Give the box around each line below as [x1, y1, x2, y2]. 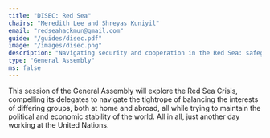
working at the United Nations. [8, 120, 109, 129]
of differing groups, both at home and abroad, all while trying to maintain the [8, 103, 261, 112]
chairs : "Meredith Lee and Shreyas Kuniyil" [8, 19, 160, 27]
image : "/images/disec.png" [8, 42, 103, 50]
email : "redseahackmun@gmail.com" [8, 26, 125, 34]
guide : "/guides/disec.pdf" [8, 34, 103, 43]
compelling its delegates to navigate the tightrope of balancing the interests [8, 94, 259, 104]
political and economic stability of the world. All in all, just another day [8, 112, 240, 121]
